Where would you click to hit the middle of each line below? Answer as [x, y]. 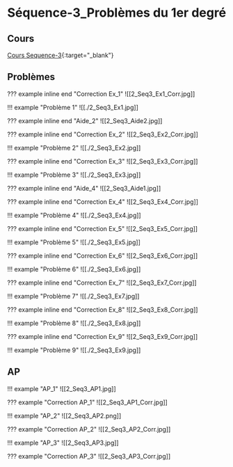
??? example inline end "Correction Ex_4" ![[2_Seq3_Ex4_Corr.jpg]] [103, 201]
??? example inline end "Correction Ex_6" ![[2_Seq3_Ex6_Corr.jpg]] [103, 255]
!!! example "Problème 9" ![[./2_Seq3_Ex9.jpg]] [74, 350]
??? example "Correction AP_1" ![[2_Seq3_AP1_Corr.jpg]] [88, 402]
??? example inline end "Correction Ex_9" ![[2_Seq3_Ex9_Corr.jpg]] [103, 336]
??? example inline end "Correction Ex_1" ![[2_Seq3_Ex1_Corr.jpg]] [101, 94]
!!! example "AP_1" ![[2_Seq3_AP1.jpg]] [62, 388]
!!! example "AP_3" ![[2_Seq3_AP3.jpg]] [63, 443]
